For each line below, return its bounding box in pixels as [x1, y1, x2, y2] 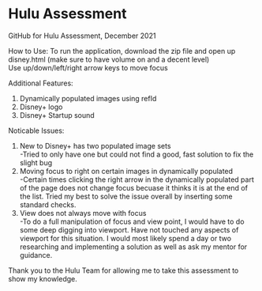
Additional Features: [8, 78, 73, 88]
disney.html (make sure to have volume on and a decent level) [8, 55, 210, 64]
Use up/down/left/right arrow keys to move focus [8, 62, 168, 72]
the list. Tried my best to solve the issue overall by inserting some [19, 191, 233, 201]
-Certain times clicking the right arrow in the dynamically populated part [19, 175, 254, 184]
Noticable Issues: [8, 126, 65, 135]
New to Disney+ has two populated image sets [19, 141, 171, 150]
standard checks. [19, 199, 77, 210]
